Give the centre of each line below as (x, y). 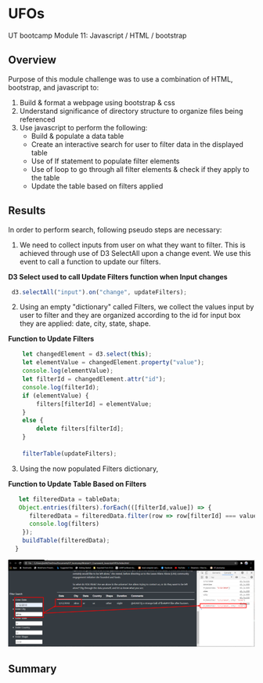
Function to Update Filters (51, 339)
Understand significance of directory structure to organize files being (131, 111)
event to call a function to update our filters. (90, 261)
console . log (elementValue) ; (68, 371)
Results (27, 211)
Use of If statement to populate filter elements (105, 161)
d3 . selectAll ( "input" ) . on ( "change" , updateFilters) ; (99, 292)
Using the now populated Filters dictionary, (89, 469)
